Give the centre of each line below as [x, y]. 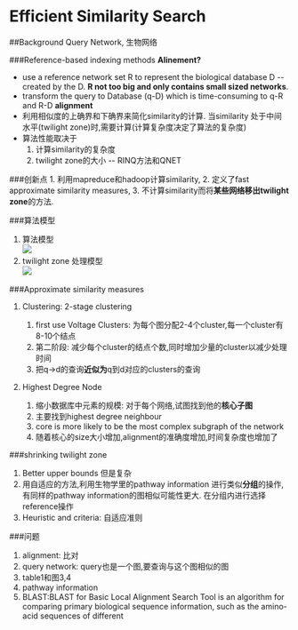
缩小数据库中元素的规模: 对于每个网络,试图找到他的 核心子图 [144, 405]
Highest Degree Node [62, 387]
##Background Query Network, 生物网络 [83, 42]
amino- [274, 606]
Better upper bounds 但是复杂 [77, 473]
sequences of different [81, 616]
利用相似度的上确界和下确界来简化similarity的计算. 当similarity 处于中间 [152, 116]
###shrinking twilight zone [58, 454]
